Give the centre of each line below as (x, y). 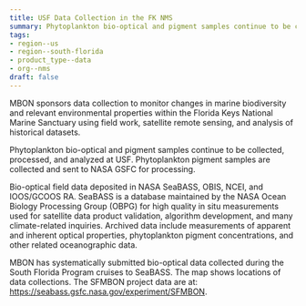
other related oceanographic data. (74, 245)
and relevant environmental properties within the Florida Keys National (141, 112)
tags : (20, 35)
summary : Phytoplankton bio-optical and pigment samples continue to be (150, 26)
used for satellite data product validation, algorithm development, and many (151, 216)
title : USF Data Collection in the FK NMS (91, 18)
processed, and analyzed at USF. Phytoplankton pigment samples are (140, 159)
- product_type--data (51, 60)
